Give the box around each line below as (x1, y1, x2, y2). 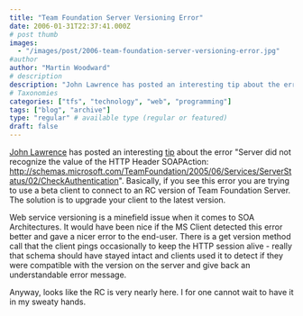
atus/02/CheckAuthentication (9, 176, 119, 185)
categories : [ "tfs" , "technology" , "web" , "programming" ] (9, 96, 232, 106)
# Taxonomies (9, 88, 59, 97)
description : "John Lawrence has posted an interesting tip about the (9, 80, 280, 89)
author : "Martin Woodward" (9, 64, 111, 73)
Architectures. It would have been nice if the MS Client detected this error (9, 221, 283, 232)
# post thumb (9, 30, 59, 39)
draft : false (9, 122, 59, 131)
